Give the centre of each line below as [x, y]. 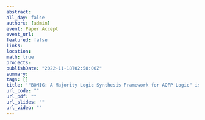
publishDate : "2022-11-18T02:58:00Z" [54, 68]
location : [19, 52]
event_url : [20, 35]
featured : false [27, 40]
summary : [17, 74]
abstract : [19, 12]
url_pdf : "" [21, 96]
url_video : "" [24, 108]
